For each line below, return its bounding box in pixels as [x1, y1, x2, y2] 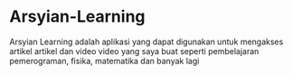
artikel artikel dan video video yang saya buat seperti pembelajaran [9, 45, 259, 56]
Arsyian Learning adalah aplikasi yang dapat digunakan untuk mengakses [9, 36, 284, 47]
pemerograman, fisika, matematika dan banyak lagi [9, 55, 200, 66]
